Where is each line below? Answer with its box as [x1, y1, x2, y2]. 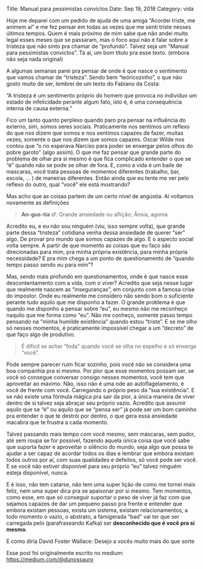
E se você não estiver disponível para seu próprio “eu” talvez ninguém [6, 463, 182, 470]
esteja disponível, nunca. [6, 469, 68, 476]
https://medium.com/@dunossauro [6, 556, 94, 563]
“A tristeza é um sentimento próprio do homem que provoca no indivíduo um [6, 92, 197, 99]
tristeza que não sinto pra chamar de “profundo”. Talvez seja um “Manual [6, 42, 189, 50]
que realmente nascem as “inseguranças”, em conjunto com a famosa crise [6, 286, 195, 293]
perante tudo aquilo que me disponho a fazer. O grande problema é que [6, 299, 186, 305]
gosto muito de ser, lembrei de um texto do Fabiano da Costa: [6, 80, 161, 87]
